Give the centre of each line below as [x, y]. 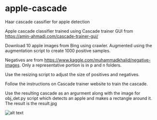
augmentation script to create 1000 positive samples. [58, 51]
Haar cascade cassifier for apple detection [48, 22]
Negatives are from [24, 60]
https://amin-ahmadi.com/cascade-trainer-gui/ [52, 36]
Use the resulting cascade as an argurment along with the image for [73, 93]
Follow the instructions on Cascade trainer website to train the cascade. [77, 84]
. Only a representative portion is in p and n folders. [70, 65]
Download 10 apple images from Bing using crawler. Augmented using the [78, 45]
